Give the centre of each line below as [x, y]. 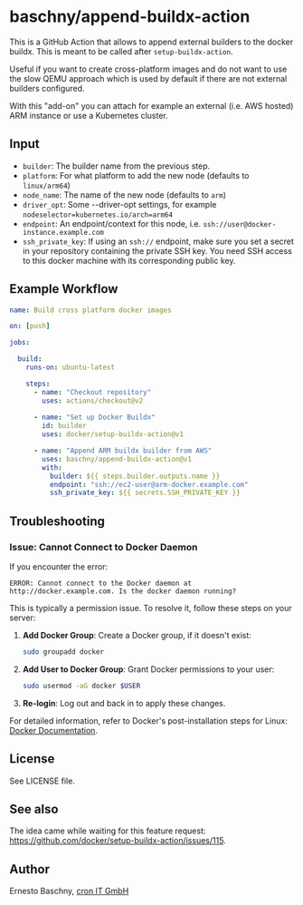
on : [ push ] [30, 326]
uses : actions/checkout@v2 [93, 401]
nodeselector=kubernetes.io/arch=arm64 [98, 215]
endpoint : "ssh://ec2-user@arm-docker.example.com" [149, 484]
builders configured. [47, 88]
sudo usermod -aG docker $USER [81, 686]
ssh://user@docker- [240, 224]
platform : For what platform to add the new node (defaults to [136, 175]
